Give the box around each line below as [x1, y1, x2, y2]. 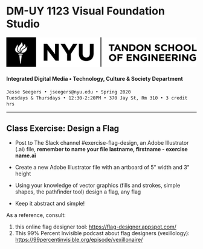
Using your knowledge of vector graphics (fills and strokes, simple [14, 182, 181, 189]
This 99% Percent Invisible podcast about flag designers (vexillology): [14, 230, 190, 237]
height [14, 170, 31, 177]
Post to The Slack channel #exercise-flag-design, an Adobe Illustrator [14, 139, 189, 147]
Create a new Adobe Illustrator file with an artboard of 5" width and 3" [14, 164, 190, 171]
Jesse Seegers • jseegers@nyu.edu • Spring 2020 [6, 89, 131, 95]
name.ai [14, 152, 36, 159]
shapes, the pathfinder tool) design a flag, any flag [14, 188, 141, 195]
